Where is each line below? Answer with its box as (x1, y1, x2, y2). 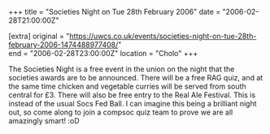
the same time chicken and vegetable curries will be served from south (8, 81, 246, 91)
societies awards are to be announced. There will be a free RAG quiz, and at (8, 73, 263, 82)
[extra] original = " (8, 32, 70, 41)
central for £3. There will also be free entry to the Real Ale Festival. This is (8, 90, 256, 100)
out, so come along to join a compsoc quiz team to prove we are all (8, 107, 233, 117)
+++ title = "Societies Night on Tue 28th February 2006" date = (8, 7, 221, 16)
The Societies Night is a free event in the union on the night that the (8, 64, 235, 74)
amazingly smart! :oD (8, 116, 80, 125)
